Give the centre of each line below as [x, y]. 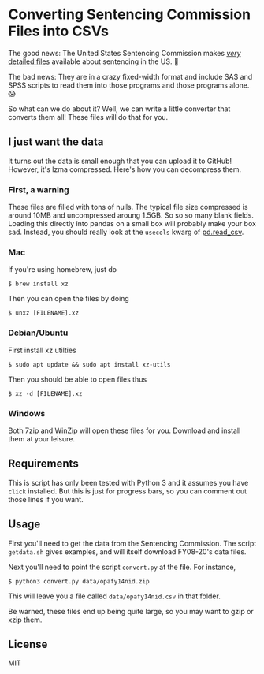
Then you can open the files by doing [69, 299]
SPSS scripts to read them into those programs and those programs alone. [129, 85]
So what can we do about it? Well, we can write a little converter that [119, 109]
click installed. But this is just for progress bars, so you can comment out [127, 491]
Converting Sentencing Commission [129, 15]
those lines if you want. [46, 499]
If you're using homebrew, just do [62, 270]
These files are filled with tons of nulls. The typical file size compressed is [128, 207]
